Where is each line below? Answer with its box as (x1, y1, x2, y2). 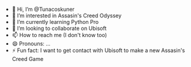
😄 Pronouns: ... (11, 40, 51, 47)
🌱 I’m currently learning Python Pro (11, 19, 99, 25)
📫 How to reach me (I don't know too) (11, 32, 107, 38)
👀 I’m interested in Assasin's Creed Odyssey (11, 12, 122, 19)
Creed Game (11, 56, 44, 62)
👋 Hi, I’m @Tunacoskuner (11, 6, 75, 13)
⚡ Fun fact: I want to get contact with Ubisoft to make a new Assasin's (11, 47, 185, 54)
